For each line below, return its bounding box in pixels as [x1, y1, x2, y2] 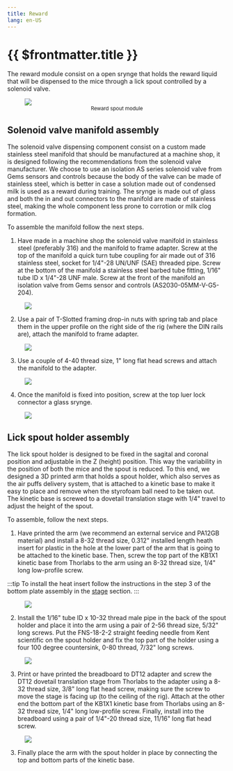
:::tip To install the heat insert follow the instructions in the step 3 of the [7, 580, 211, 588]
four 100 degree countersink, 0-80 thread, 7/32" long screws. [17, 643, 195, 652]
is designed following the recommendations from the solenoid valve [7, 158, 202, 166]
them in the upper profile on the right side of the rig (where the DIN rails [17, 323, 224, 331]
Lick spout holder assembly [7, 431, 130, 443]
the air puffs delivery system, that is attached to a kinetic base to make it [7, 480, 216, 488]
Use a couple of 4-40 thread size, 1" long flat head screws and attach [17, 357, 217, 365]
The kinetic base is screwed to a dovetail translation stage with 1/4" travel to [7, 494, 226, 503]
